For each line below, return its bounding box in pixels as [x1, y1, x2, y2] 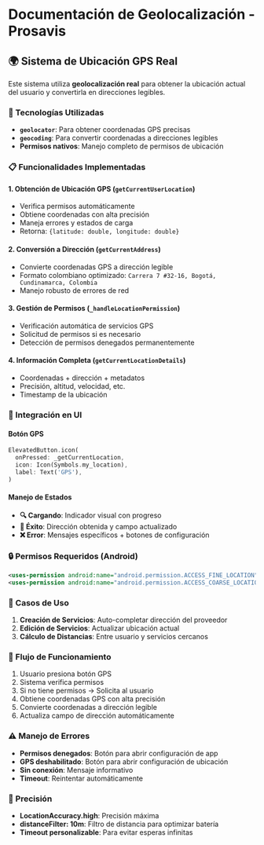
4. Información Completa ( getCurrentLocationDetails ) [8, 356, 186, 365]
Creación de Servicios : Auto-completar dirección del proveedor [19, 615, 228, 625]
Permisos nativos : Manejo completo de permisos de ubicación [19, 141, 224, 151]
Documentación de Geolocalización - [8, 5, 255, 24]
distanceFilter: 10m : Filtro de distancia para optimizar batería [19, 819, 219, 829]
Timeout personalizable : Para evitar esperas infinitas [19, 827, 193, 837]
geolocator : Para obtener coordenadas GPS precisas [19, 125, 191, 134]
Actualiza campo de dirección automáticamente [19, 711, 174, 720]
